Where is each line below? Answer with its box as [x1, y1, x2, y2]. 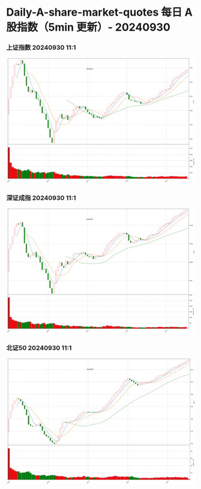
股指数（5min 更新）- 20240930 [6, 20, 171, 34]
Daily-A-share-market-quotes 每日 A [6, 5, 193, 19]
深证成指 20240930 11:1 [6, 194, 76, 202]
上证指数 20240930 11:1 [6, 43, 76, 52]
